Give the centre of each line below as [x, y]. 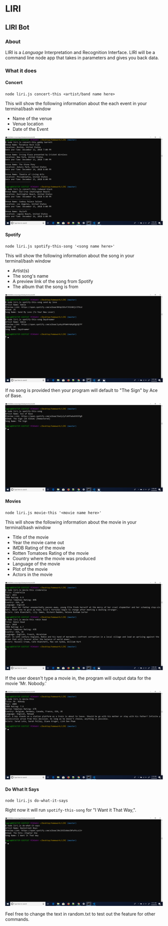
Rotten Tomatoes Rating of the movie [50, 553]
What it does [21, 71]
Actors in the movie [32, 574]
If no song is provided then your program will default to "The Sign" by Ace [81, 390]
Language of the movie [36, 564]
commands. [17, 919]
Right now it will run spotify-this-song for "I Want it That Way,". [71, 810]
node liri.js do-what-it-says [37, 801]
